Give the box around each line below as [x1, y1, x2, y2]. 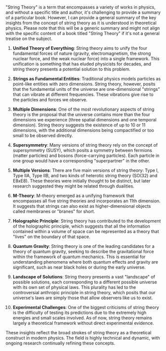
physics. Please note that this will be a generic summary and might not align [5, 25, 160, 31]
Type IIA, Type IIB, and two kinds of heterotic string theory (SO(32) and [12, 173, 158, 178]
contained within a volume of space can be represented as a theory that [12, 229, 159, 234]
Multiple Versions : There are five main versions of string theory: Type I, [12, 167, 159, 173]
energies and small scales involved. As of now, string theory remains [12, 315, 152, 320]
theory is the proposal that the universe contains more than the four [12, 112, 150, 117]
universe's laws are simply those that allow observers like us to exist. [12, 295, 153, 301]
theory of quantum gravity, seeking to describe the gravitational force [12, 249, 154, 254]
